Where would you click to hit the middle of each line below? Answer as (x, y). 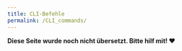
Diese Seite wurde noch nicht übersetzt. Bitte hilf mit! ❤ (91, 40)
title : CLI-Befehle (36, 14)
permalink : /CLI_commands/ (47, 21)
